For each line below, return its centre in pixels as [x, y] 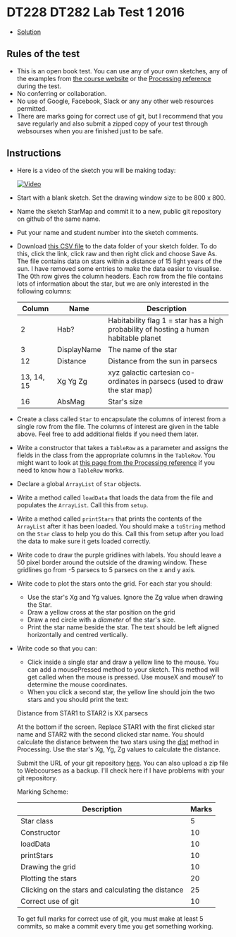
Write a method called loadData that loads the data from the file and [115, 497]
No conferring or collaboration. [62, 93]
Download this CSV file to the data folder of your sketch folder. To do [117, 246]
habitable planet [135, 338]
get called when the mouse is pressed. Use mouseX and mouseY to [125, 677]
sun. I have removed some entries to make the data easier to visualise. [119, 268]
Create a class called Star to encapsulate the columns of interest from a [121, 419]
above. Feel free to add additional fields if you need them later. [107, 434]
